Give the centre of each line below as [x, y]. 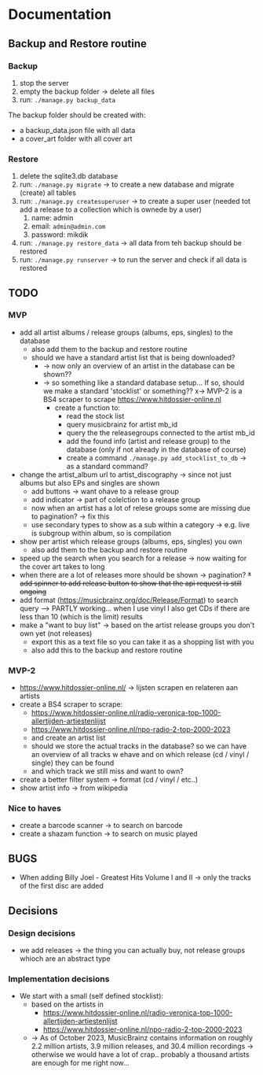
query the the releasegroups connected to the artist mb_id [161, 432]
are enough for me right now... [80, 1063]
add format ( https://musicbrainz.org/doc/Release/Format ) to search [129, 600]
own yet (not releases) [56, 633]
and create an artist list [68, 738]
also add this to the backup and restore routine [107, 650]
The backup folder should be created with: [77, 115]
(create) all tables [48, 193]
